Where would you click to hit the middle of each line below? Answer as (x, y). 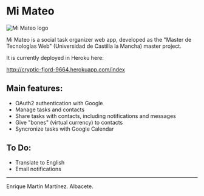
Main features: (35, 89)
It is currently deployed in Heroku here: (55, 57)
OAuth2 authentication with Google (59, 103)
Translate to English (40, 162)
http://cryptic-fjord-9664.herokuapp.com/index (66, 69)
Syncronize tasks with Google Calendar (64, 129)
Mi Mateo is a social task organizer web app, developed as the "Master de (99, 39)
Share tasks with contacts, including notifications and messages (95, 116)
